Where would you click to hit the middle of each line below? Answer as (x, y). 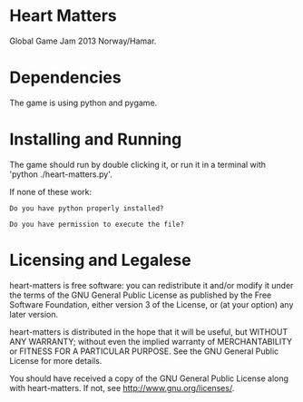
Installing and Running (96, 139)
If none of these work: (51, 191)
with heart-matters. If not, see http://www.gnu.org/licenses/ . (122, 387)
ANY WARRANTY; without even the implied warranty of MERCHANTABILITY (151, 341)
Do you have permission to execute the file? (97, 224)
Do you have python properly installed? (87, 208)
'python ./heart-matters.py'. (61, 174)
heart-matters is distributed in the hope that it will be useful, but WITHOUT (149, 331)
